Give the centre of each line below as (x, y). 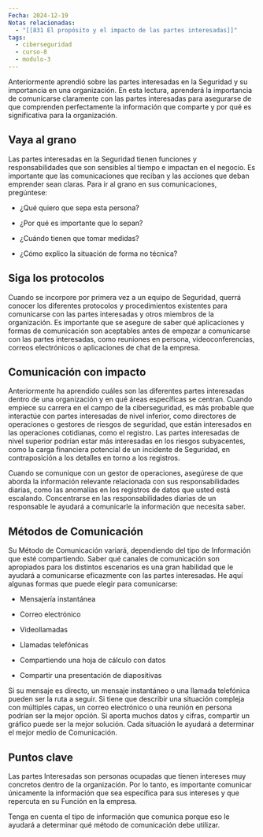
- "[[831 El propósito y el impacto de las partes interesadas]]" (126, 30)
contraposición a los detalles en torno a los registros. (94, 458)
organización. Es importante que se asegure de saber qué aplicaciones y (126, 322)
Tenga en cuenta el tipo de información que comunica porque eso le (119, 817)
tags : (17, 37)
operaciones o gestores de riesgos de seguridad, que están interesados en (130, 424)
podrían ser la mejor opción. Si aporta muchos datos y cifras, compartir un (129, 716)
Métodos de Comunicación (76, 531)
